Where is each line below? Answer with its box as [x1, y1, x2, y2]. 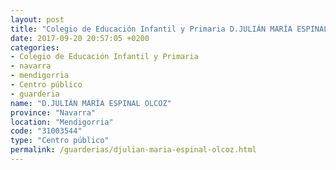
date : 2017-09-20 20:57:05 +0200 [10, 33, 150, 43]
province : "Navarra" [10, 107, 97, 118]
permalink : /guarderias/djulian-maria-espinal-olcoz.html [10, 145, 257, 155]
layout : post [10, 14, 65, 25]
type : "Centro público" [10, 136, 110, 146]
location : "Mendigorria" [10, 117, 114, 127]
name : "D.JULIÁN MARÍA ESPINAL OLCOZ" [10, 98, 172, 108]
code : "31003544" [10, 126, 83, 136]
